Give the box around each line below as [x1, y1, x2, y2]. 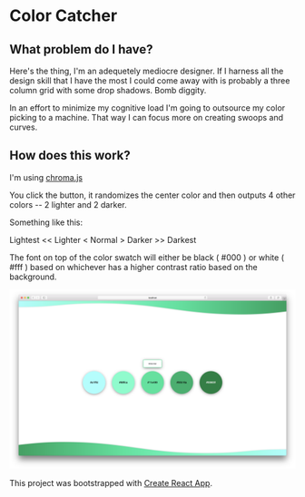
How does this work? [9, 148, 131, 163]
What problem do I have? [9, 42, 153, 57]
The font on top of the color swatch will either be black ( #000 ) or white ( [9, 251, 284, 263]
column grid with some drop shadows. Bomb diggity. [9, 85, 207, 95]
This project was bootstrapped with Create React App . [9, 477, 213, 488]
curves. [9, 122, 38, 132]
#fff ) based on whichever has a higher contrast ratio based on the [9, 261, 258, 272]
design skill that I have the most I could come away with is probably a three [9, 75, 290, 86]
